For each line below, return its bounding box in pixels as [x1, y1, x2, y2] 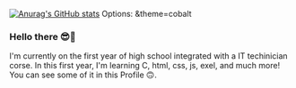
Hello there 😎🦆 [9, 30, 76, 43]
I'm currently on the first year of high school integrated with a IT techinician [9, 51, 289, 61]
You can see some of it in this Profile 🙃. [9, 69, 157, 80]
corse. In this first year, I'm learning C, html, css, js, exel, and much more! [9, 60, 281, 71]
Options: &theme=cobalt [101, 9, 192, 19]
